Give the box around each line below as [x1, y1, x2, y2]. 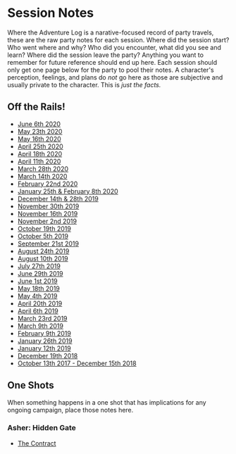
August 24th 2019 [17, 246, 70, 255]
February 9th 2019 [17, 329, 72, 337]
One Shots [7, 379, 54, 391]
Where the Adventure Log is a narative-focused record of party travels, [7, 28, 214, 37]
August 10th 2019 [17, 254, 68, 263]
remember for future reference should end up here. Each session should [7, 58, 218, 66]
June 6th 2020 [17, 120, 61, 128]
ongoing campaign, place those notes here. [7, 405, 134, 414]
